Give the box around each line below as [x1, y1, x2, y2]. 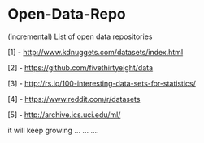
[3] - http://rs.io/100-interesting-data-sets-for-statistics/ [7, 78, 196, 88]
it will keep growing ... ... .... [7, 125, 99, 135]
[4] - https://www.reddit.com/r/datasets [7, 94, 141, 103]
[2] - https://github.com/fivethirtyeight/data [7, 62, 154, 73]
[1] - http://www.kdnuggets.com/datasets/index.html [7, 47, 184, 57]
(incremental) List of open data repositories [7, 32, 153, 41]
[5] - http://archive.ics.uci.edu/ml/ [7, 110, 121, 120]
